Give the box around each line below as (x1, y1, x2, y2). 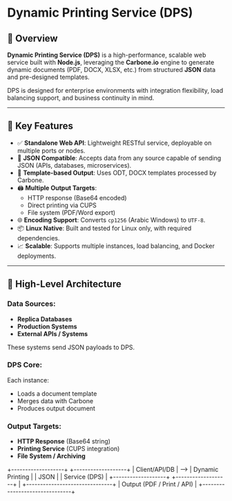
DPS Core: (7, 360, 43, 370)
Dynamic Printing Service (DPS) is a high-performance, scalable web (7, 51, 206, 59)
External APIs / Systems (17, 329, 88, 337)
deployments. (17, 252, 57, 260)
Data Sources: (7, 299, 56, 309)
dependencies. (17, 234, 60, 242)
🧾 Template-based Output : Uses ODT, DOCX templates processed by (17, 168, 217, 177)
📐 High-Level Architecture (7, 279, 122, 290)
